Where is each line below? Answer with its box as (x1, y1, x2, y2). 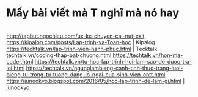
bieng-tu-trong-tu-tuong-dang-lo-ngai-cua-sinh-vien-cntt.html (6, 70, 166, 78)
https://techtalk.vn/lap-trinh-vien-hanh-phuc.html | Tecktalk (6, 45, 158, 52)
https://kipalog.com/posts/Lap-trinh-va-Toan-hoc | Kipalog (6, 38, 155, 45)
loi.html (6, 64, 25, 72)
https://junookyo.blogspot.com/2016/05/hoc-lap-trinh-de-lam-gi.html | (6, 77, 185, 84)
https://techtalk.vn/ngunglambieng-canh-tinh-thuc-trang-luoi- (26, 64, 183, 72)
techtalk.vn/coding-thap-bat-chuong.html (6, 52, 112, 59)
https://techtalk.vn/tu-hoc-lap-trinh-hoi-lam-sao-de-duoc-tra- (34, 58, 193, 65)
